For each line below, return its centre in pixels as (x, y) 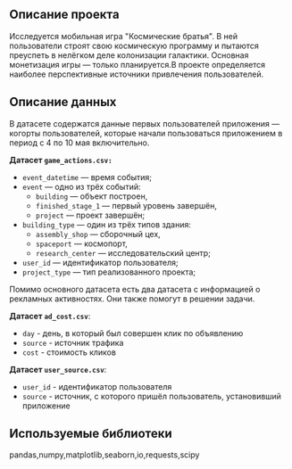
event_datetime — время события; (87, 177)
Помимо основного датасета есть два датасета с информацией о (135, 289)
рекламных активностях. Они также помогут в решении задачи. (132, 299)
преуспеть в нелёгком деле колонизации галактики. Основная (129, 55)
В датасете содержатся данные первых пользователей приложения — (145, 123)
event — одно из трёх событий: (81, 186)
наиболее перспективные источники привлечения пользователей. (137, 74)
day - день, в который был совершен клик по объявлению (133, 333)
